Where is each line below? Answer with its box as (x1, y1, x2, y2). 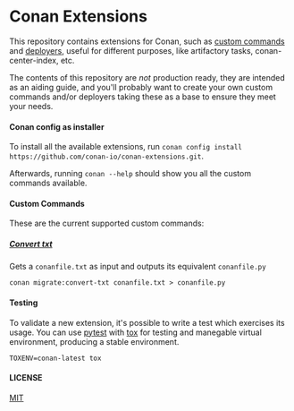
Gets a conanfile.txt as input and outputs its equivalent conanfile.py (9, 261, 266, 272)
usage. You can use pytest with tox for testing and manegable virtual (9, 327, 262, 338)
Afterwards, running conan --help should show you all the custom (9, 168, 252, 179)
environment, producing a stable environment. (9, 336, 180, 347)
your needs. (9, 100, 54, 111)
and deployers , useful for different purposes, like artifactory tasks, (9, 45, 254, 56)
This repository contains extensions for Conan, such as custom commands (9, 36, 285, 47)
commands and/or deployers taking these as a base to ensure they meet (9, 91, 277, 102)
